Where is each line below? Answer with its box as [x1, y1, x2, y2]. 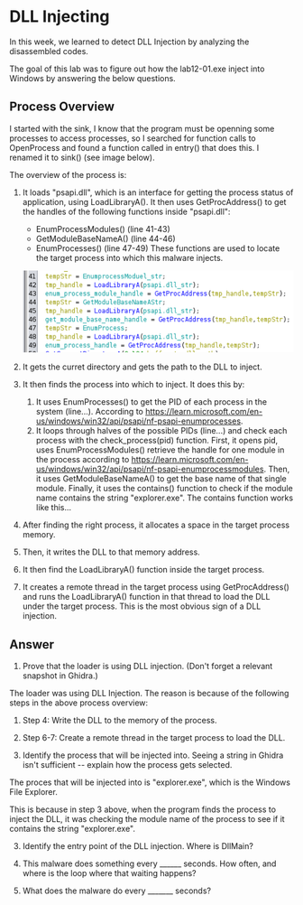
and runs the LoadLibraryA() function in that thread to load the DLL [22, 592, 271, 602]
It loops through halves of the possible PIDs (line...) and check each [35, 425, 288, 436]
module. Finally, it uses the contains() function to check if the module [35, 483, 293, 494]
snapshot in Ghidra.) [22, 670, 99, 681]
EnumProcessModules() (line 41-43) [35, 223, 171, 234]
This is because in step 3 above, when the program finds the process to [9, 804, 277, 815]
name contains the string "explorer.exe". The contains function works [35, 492, 294, 503]
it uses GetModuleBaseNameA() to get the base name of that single [35, 473, 287, 484]
